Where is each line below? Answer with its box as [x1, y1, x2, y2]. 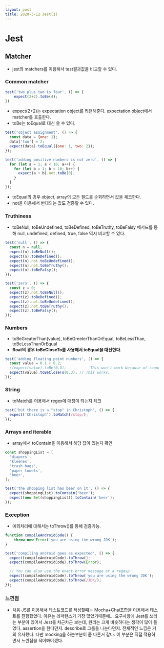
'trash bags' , [9, 463, 38, 468]
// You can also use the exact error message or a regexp [9, 569, 130, 574]
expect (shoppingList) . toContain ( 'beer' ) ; [9, 491, 95, 496]
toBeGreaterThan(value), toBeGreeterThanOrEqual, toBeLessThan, [12, 336, 146, 341]
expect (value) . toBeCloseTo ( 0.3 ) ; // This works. [9, 370, 110, 375]
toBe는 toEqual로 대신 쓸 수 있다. [12, 120, 76, 126]
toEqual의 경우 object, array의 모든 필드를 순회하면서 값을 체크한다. [12, 194, 142, 200]
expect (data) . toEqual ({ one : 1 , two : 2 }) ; [9, 144, 95, 149]
